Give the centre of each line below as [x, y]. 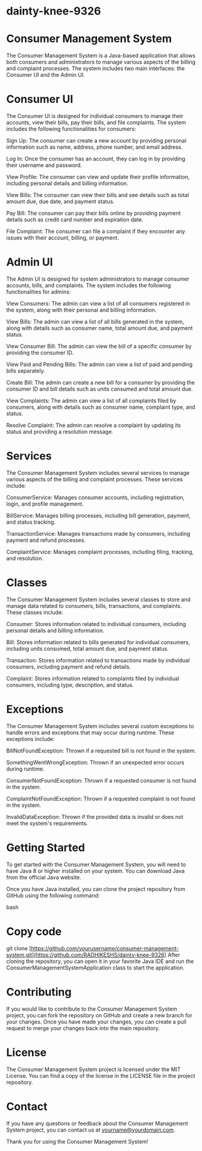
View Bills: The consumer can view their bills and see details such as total [98, 195]
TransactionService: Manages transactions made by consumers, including [98, 533]
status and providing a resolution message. [60, 432]
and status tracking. [31, 522]
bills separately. [26, 371]
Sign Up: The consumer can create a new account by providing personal [96, 141]
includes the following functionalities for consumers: [71, 129]
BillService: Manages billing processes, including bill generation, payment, [99, 515]
